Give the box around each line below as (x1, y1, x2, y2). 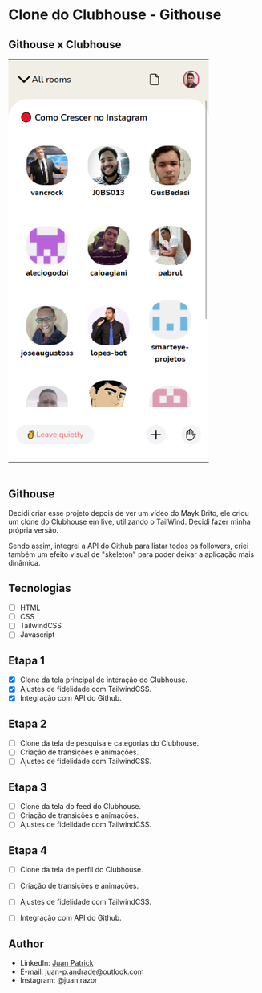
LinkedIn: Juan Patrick (19, 958, 94, 968)
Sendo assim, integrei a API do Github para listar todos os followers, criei (8, 541, 249, 551)
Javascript (19, 630, 55, 640)
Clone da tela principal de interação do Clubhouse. (19, 675, 188, 684)
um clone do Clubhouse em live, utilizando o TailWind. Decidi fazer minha (8, 517, 251, 527)
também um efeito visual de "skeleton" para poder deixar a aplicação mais (8, 550, 255, 559)
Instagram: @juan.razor (19, 975, 98, 985)
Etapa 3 (8, 780, 47, 794)
